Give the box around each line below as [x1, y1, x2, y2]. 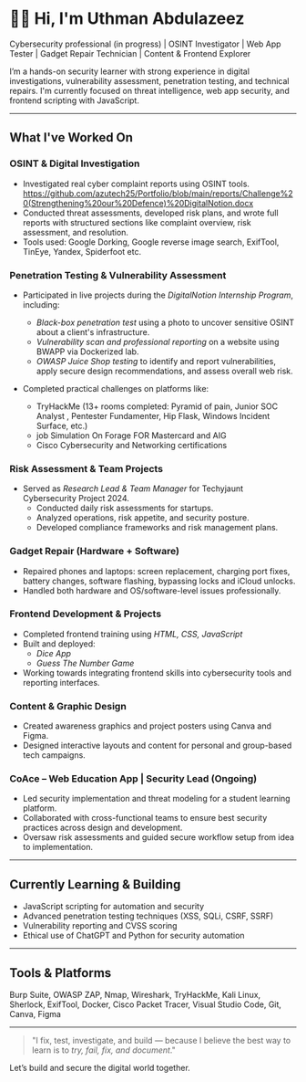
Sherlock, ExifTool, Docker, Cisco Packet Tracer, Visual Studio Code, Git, [9, 999, 282, 1010]
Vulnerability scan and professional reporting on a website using [36, 336, 280, 347]
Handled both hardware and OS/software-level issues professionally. [22, 584, 281, 596]
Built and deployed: [22, 638, 96, 649]
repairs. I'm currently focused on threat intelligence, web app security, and [9, 85, 290, 96]
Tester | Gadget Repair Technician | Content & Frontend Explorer [9, 47, 251, 58]
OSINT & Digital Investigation [9, 157, 140, 170]
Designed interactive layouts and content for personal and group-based [22, 740, 292, 751]
